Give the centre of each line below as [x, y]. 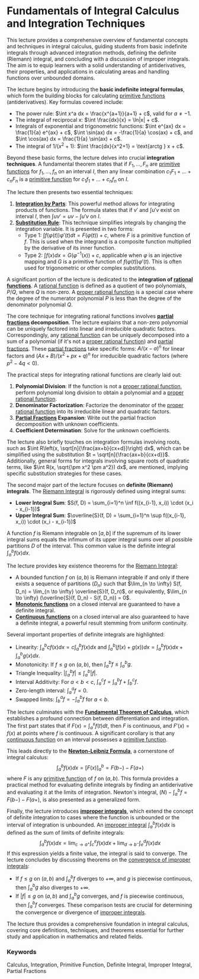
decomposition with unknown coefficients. [67, 424]
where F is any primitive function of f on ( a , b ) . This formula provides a [93, 778]
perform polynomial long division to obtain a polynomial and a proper [99, 392]
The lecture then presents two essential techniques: [70, 192]
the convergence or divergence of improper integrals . [81, 913]
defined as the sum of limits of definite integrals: [66, 832]
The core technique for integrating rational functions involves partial [90, 316]
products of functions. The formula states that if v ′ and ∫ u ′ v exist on [97, 210]
